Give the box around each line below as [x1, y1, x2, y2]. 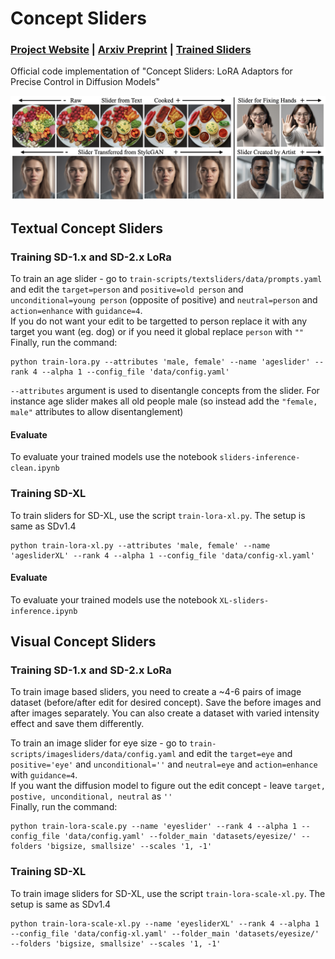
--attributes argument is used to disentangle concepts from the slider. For [10, 385, 320, 397]
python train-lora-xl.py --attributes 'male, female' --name [10, 540, 271, 551]
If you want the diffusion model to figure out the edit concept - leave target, [10, 780, 326, 792]
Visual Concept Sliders [10, 633, 157, 651]
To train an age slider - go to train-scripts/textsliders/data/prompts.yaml [10, 273, 323, 285]
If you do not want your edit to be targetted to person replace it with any [10, 315, 308, 327]
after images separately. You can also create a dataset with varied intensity [10, 707, 320, 719]
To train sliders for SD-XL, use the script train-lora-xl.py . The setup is [10, 509, 306, 521]
